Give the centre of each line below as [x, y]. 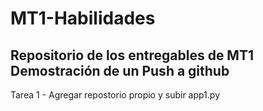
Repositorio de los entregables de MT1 [132, 55]
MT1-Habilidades [83, 18]
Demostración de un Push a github [120, 70]
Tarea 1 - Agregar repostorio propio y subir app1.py [115, 95]
